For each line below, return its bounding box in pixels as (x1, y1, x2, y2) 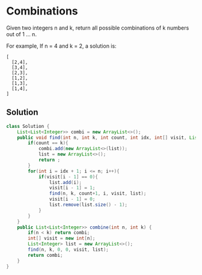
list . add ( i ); (49, 179, 82, 185)
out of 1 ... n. (6, 30, 37, 37)
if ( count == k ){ (28, 140, 69, 146)
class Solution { (6, 123, 50, 129)
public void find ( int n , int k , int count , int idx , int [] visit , (17, 134, 187, 141)
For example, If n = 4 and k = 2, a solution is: (6, 42, 117, 49)
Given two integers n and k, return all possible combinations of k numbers (6, 24, 189, 31)
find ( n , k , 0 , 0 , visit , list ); (28, 247, 109, 253)
